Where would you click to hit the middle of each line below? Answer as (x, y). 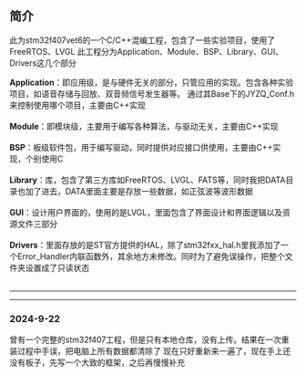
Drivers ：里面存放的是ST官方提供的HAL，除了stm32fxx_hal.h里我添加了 (145, 245)
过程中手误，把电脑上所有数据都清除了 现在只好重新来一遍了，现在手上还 (154, 351)
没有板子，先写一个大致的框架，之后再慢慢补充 (97, 362)
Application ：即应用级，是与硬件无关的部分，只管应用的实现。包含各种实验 (152, 82)
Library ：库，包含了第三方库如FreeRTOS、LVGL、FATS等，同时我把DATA (148, 180)
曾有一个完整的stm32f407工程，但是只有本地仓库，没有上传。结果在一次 (146, 339)
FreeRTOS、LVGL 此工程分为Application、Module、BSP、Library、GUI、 (147, 51)
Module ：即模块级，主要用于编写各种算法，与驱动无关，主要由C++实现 (144, 126)
